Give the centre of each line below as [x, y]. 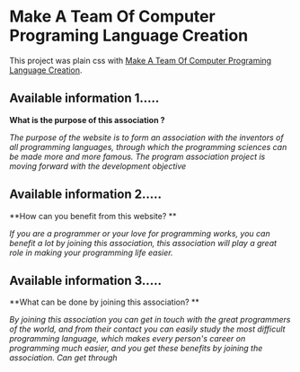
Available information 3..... [85, 280]
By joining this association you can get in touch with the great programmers [150, 320]
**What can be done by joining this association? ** [105, 302]
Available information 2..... [86, 195]
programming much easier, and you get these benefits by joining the [136, 349]
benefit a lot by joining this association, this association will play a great [143, 243]
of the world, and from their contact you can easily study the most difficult [147, 329]
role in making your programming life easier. [91, 252]
